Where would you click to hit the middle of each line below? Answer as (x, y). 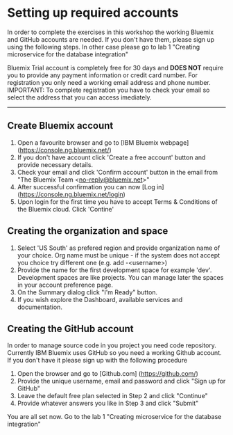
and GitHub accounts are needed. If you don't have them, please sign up (111, 39)
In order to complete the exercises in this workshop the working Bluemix (110, 32)
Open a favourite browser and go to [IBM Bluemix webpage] (103, 142)
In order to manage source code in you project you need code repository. (112, 345)
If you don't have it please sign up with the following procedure (97, 361)
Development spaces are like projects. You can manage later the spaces (120, 277)
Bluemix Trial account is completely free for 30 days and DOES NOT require (115, 68)
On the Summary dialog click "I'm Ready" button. (87, 292)
